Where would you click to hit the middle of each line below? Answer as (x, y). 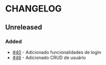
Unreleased (24, 27)
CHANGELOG (33, 9)
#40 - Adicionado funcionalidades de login (57, 52)
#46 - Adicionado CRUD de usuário (49, 57)
